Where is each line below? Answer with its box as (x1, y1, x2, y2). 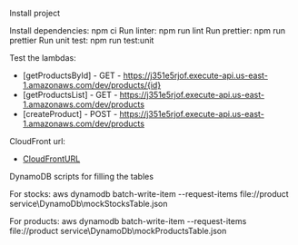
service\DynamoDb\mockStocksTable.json (9, 199, 168, 209)
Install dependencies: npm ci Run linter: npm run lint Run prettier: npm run (9, 25, 286, 35)
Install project (9, 8, 61, 18)
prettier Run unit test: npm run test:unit (9, 35, 154, 45)
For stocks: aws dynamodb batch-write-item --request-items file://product (9, 189, 289, 199)
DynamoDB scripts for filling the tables (9, 171, 154, 181)
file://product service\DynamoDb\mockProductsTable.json (9, 226, 227, 236)
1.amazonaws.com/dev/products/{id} (22, 80, 162, 90)
